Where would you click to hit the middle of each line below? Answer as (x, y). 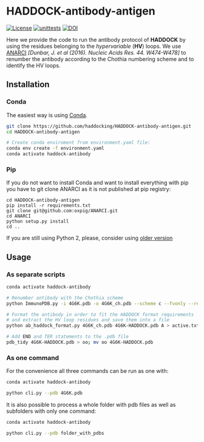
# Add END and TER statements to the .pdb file (68, 337)
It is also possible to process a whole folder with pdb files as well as (91, 405)
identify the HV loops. (33, 65)
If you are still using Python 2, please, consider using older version (90, 238)
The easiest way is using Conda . (47, 115)
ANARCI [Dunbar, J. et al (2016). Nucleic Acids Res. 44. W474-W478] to (96, 52)
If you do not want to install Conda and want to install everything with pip (97, 182)
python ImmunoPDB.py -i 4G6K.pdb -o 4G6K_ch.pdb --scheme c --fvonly (96, 303)
